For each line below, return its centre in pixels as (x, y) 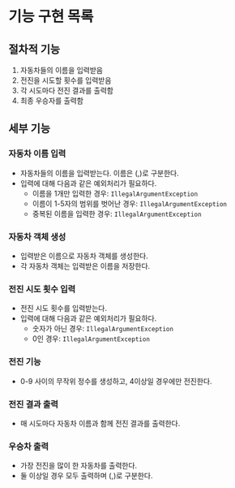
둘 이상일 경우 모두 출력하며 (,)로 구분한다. (86, 476)
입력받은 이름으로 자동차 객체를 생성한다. (84, 256)
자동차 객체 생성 (37, 236)
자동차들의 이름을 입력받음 (62, 70)
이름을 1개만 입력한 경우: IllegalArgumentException (115, 193)
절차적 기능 (34, 49)
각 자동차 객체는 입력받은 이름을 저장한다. (85, 266)
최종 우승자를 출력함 (51, 101)
